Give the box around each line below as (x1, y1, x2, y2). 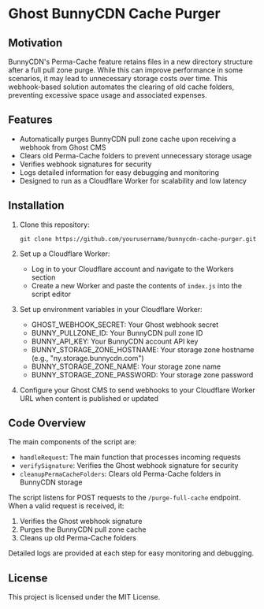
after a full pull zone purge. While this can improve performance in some (8, 65, 243, 75)
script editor (31, 289, 72, 299)
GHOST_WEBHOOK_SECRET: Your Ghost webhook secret (31, 320, 219, 329)
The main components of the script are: (8, 437, 137, 447)
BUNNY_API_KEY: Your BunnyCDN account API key (31, 336, 199, 346)
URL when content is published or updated (19, 393, 159, 403)
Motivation (8, 36, 63, 50)
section (31, 273, 56, 282)
